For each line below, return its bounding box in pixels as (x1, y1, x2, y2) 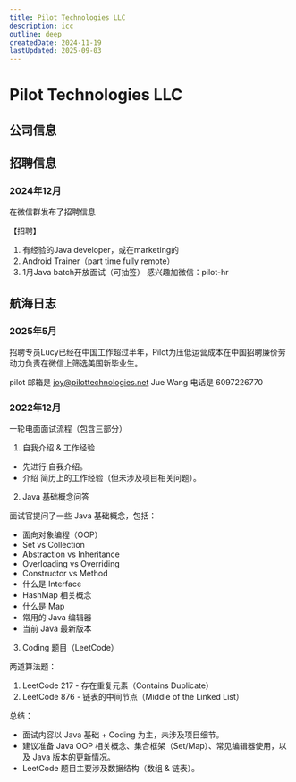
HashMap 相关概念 (21, 590, 92, 601)
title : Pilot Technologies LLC (9, 13, 126, 22)
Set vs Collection (21, 540, 85, 551)
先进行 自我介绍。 (21, 461, 88, 472)
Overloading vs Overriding (21, 559, 121, 569)
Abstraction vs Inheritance (21, 549, 121, 559)
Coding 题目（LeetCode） (21, 643, 119, 653)
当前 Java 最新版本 (21, 623, 92, 635)
